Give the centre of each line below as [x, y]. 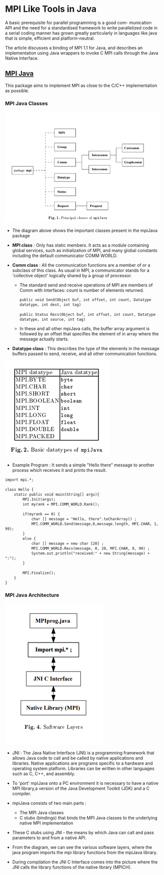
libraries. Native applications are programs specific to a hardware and [82, 763]
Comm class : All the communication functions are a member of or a [81, 265]
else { [29, 539]
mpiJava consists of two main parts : [49, 803]
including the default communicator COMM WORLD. [65, 256]
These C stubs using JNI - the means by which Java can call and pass [83, 833]
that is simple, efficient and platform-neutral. [50, 38]
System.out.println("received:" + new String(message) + [91, 553]
